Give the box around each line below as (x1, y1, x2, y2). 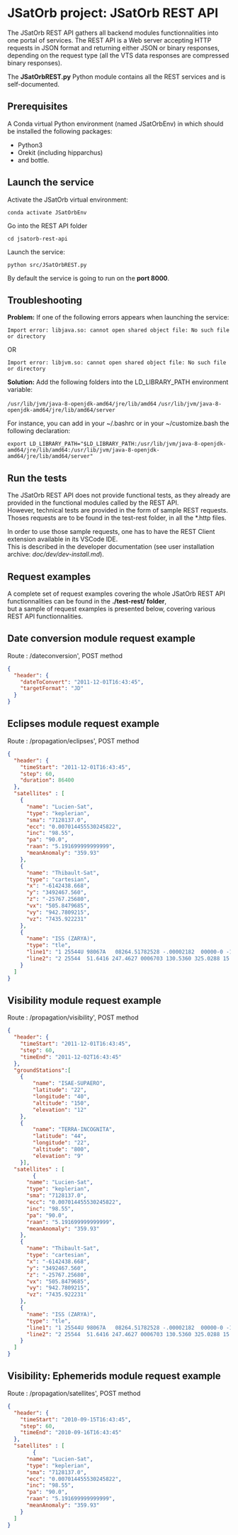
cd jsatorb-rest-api (7, 235, 69, 242)
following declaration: (7, 427, 71, 435)
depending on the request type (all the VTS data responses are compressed (7, 51, 229, 60)
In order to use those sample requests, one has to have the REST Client (7, 528, 215, 536)
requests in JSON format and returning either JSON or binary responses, (7, 43, 220, 52)
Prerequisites (7, 101, 68, 113)
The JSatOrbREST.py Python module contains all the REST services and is (7, 72, 226, 81)
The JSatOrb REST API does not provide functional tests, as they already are (7, 491, 231, 500)
